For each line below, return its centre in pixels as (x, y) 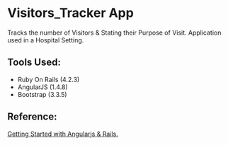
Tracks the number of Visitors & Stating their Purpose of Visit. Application (114, 33)
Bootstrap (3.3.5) (42, 94)
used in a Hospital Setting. (46, 40)
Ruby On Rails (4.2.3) (49, 79)
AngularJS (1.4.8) (43, 87)
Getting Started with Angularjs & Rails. (63, 134)
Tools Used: (34, 63)
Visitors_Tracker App (71, 13)
